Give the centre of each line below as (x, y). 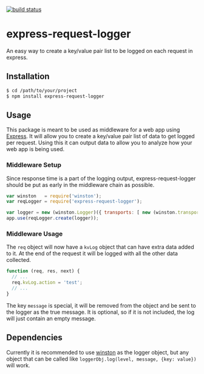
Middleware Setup (34, 165)
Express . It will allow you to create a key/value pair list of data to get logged (101, 136)
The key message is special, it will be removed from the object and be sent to (101, 305)
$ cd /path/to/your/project (42, 90)
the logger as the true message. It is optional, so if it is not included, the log (100, 312)
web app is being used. (36, 149)
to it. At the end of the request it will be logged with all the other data (92, 253)
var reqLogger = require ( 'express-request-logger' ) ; (74, 202)
